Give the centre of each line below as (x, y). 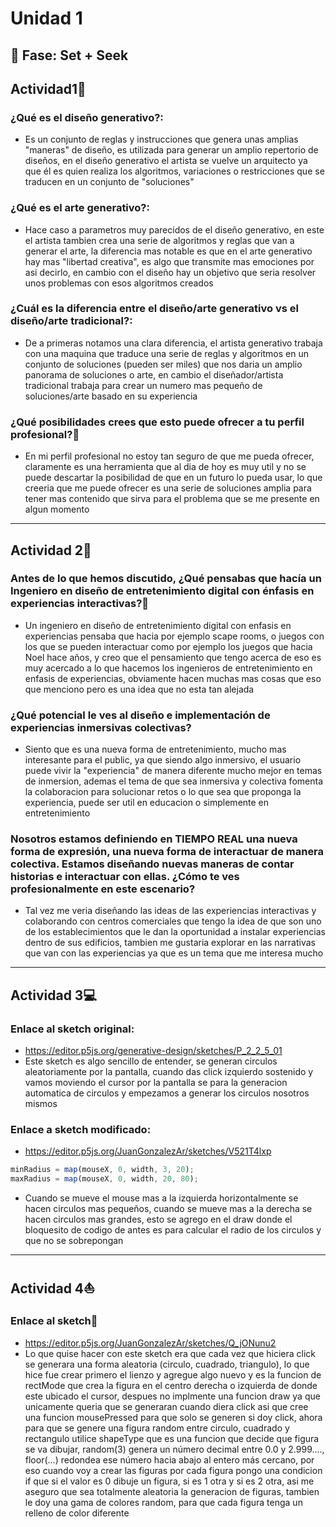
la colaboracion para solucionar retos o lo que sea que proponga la (163, 792)
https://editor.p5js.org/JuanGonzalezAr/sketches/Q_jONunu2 (150, 1343)
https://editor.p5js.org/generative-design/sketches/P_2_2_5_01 (153, 1051)
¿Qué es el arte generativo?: (80, 208)
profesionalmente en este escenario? (103, 889)
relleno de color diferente (77, 1513)
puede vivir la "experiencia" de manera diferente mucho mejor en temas (173, 771)
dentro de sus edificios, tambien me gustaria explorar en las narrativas (170, 943)
